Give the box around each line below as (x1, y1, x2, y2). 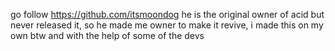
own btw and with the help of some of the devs (10, 30, 205, 41)
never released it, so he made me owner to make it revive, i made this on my (10, 19, 324, 31)
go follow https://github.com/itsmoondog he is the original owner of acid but (10, 9, 325, 20)
